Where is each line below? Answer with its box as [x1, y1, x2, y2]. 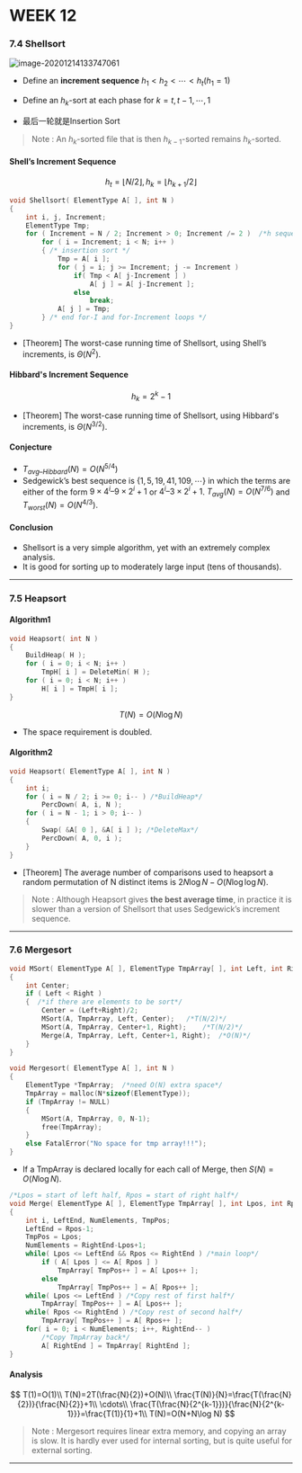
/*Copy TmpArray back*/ [41, 1333, 130, 1342]
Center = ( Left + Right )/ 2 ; [41, 1006, 139, 1015]
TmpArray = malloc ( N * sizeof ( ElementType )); [25, 1089, 191, 1098]
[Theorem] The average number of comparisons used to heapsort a [22, 867, 274, 878]
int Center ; [25, 981, 70, 990]
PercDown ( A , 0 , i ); [41, 834, 123, 843]
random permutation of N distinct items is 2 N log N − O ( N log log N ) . [22, 876, 269, 887]
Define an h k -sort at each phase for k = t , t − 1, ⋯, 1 [22, 95, 211, 108]
